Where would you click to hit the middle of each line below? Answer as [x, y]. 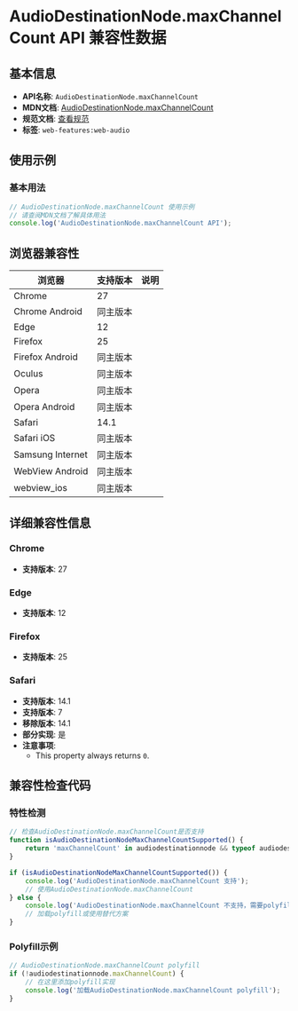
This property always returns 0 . [92, 755]
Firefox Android [46, 357]
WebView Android [51, 471]
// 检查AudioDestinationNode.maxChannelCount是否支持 [106, 832]
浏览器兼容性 [44, 253]
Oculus [28, 374]
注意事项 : [39, 745]
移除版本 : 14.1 [46, 723]
